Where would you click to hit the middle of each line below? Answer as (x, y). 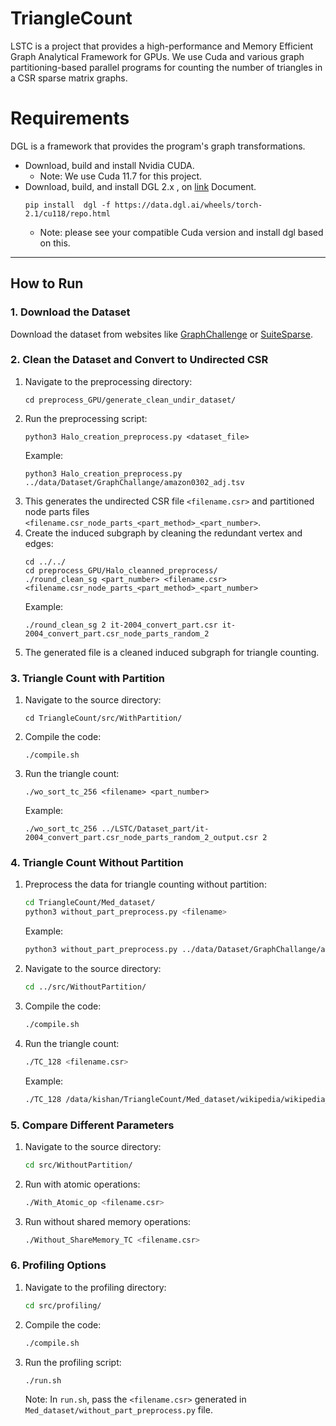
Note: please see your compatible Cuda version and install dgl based (181, 232)
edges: (39, 543)
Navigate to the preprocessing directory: (108, 381)
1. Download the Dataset (70, 312)
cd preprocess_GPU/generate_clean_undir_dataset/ (130, 400)
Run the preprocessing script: (86, 418)
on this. (55, 243)
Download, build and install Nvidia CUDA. (109, 165)
